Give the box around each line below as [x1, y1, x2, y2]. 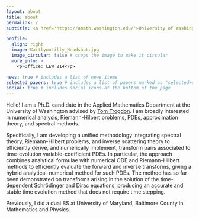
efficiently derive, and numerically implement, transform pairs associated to [6, 144, 191, 152]
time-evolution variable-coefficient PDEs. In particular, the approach [6, 150, 173, 157]
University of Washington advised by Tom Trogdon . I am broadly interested [6, 108, 190, 115]
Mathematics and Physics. [6, 206, 70, 213]
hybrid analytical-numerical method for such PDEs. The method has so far [6, 169, 188, 176]
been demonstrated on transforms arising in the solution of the [6, 176, 159, 183]
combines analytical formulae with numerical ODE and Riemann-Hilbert [6, 157, 179, 164]
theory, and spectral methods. [6, 120, 80, 127]
